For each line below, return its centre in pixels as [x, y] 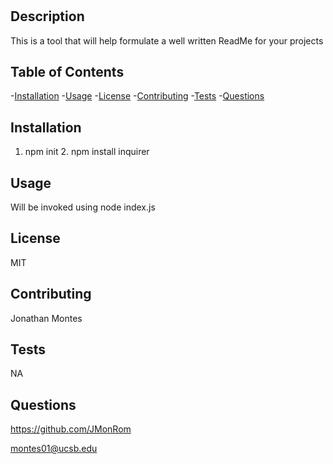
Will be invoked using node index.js [83, 207]
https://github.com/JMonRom [71, 429]
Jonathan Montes [46, 318]
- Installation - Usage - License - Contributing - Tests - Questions [137, 96]
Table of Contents [67, 72]
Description [47, 16]
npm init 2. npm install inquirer [87, 152]
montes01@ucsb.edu [54, 449]
